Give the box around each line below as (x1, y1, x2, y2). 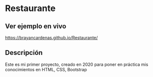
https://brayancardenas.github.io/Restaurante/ (5, 35, 98, 40)
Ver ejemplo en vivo (5, 22, 67, 30)
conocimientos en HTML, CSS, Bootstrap (5, 66, 87, 72)
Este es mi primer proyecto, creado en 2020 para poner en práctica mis (5, 61, 149, 67)
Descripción (5, 49, 43, 57)
